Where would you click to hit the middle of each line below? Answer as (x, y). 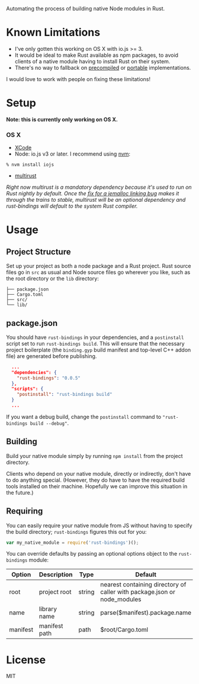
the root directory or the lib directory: (52, 279)
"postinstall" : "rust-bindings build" (65, 395)
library (48, 609)
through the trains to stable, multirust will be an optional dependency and (96, 200)
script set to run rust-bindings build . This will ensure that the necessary (95, 343)
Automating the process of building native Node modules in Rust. (86, 9)
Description (56, 575)
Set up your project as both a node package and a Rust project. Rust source (99, 266)
